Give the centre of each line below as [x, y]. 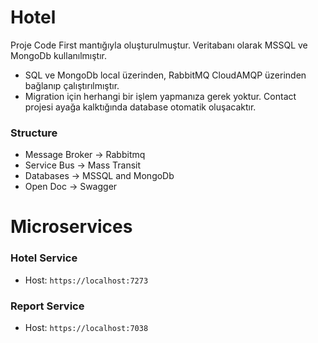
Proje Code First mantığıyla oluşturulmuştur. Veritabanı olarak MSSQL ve [159, 45]
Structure [34, 133]
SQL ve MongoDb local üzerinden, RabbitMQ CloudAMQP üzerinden [165, 75]
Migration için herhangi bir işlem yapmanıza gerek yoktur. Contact [160, 96]
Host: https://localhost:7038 [86, 328]
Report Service [47, 306]
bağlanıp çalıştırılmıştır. [72, 85]
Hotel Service [44, 258]
